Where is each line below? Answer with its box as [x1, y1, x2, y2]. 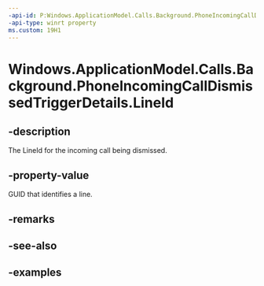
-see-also [8, 239, 57, 252]
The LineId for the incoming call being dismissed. [8, 146, 167, 155]
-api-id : [8, 11, 37, 20]
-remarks [8, 212, 55, 225]
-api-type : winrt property [8, 19, 97, 27]
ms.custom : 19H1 [8, 26, 61, 34]
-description [8, 124, 71, 138]
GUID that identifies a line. [8, 190, 93, 199]
